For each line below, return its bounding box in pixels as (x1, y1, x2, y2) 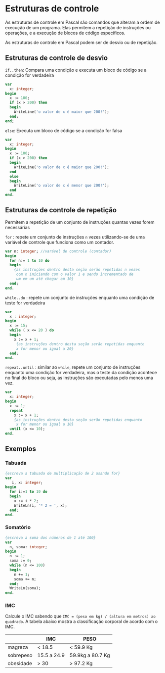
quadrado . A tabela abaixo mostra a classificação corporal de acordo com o (5, 619, 158, 625)
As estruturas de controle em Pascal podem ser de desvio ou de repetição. (5, 39, 158, 45)
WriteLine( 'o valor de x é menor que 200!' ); (14, 183, 110, 188)
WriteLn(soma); (9, 586, 41, 591)
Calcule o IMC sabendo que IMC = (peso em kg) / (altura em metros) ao (5, 613, 156, 619)
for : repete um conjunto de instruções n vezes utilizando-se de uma (5, 234, 145, 240)
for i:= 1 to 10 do (9, 489, 48, 494)
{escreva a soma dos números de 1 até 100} (5, 535, 96, 540)
